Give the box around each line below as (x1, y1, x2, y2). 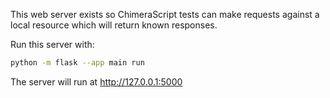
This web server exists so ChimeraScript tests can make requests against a (10, 9, 320, 20)
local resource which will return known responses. (10, 19, 218, 31)
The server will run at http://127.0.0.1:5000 (10, 75, 183, 88)
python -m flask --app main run (10, 58, 145, 68)
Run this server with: (10, 39, 95, 50)
